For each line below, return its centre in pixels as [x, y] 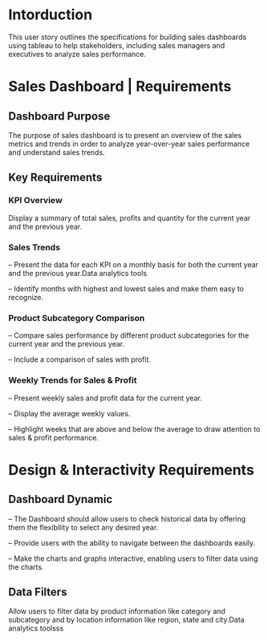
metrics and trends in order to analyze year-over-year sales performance [129, 144]
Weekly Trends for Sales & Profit [73, 380]
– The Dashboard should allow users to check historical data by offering [127, 518]
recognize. [26, 297]
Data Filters [38, 592]
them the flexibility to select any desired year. [83, 527]
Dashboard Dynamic [61, 499]
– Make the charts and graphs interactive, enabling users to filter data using [133, 558]
